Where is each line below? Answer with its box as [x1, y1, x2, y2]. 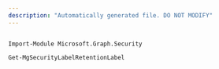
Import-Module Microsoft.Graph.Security [8, 40, 143, 48]
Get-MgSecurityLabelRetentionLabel [8, 53, 125, 61]
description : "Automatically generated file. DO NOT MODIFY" [8, 11, 213, 20]
